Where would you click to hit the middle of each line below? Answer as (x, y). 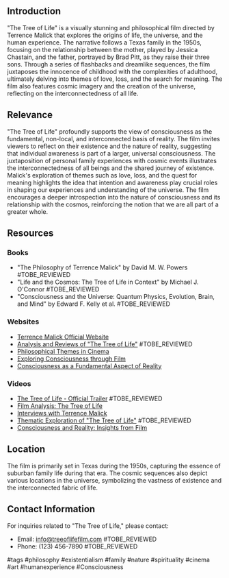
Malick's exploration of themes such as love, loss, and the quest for (102, 175)
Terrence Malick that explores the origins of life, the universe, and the (105, 35)
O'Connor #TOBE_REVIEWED (58, 289)
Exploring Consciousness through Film (71, 359)
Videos (19, 383)
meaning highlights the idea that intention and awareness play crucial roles (112, 182)
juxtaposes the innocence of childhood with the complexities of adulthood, (112, 71)
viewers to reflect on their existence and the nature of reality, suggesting (109, 146)
